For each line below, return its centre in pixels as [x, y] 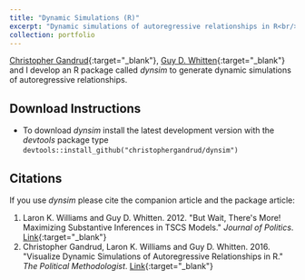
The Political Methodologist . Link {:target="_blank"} [118, 266]
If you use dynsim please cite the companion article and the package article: [152, 200]
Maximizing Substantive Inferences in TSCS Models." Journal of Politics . [158, 227]
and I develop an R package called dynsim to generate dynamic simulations [151, 70]
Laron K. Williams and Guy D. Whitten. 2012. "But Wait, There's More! [152, 218]
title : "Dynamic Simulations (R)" [75, 18]
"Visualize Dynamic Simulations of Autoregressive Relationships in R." [153, 256]
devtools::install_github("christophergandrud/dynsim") [130, 151]
